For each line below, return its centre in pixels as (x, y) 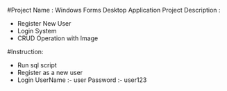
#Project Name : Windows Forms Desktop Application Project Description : (114, 10)
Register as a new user (50, 73)
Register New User (44, 23)
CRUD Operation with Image (58, 38)
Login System (37, 31)
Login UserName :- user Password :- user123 (82, 80)
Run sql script (37, 65)
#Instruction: (25, 52)
